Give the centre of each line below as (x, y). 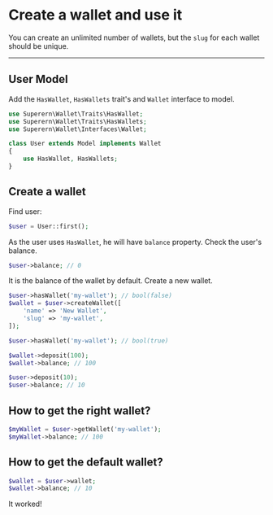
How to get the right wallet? (80, 410)
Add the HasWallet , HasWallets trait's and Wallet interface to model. (121, 98)
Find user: (25, 211)
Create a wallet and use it (95, 15)
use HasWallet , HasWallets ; (70, 159)
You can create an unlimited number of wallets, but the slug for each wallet (134, 37)
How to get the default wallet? (86, 463)
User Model (39, 79)
